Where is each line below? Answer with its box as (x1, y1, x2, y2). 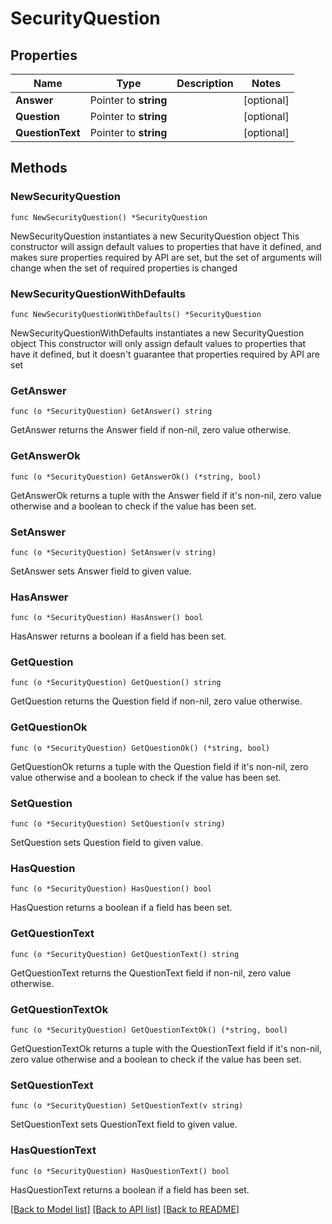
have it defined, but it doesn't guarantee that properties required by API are (10, 348, 320, 360)
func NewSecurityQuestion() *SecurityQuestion (10, 212, 208, 222)
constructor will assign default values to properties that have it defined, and (10, 240, 322, 252)
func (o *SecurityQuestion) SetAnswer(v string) (10, 547, 217, 557)
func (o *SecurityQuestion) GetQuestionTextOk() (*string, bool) (10, 1025, 288, 1035)
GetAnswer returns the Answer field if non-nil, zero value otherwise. (10, 424, 292, 436)
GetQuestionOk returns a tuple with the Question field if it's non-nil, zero (10, 760, 309, 772)
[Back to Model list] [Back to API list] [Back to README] (10, 1203, 240, 1215)
